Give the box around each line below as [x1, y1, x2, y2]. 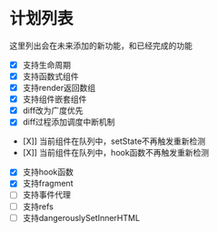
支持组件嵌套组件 [22, 94, 87, 105]
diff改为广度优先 [22, 106, 84, 116]
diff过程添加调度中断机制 [22, 116, 115, 127]
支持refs [22, 201, 54, 212]
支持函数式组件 [22, 71, 79, 82]
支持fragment [22, 178, 74, 189]
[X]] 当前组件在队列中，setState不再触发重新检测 [22, 136, 206, 146]
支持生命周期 [22, 59, 71, 70]
